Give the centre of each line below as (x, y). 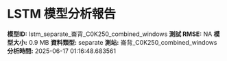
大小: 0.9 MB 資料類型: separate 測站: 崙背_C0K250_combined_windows (115, 42)
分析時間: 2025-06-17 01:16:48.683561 (62, 51)
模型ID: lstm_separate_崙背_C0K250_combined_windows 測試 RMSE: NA (110, 34)
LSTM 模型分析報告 (62, 14)
